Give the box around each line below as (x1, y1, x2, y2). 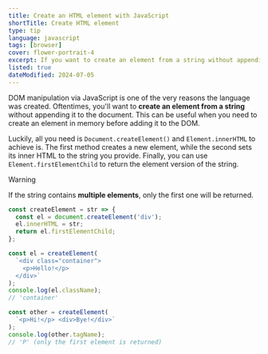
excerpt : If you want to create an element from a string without (8, 57, 234, 65)
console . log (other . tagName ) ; (8, 330, 105, 339)
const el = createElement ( (8, 250, 98, 258)
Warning (8, 175, 36, 184)
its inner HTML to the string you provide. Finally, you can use (8, 151, 208, 160)
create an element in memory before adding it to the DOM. (8, 118, 201, 128)
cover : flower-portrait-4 (8, 49, 94, 57)
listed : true (8, 64, 52, 72)
